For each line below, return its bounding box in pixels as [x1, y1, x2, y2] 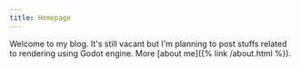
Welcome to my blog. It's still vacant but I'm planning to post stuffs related [9, 38, 287, 49]
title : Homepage [9, 13, 71, 23]
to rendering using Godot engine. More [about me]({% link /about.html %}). [9, 47, 292, 59]
